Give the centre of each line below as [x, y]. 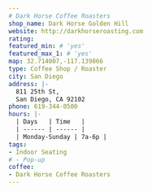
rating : [22, 39]
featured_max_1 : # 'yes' [50, 54]
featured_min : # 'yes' [47, 46]
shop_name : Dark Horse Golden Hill [69, 24]
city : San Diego [36, 76]
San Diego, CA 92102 [50, 99]
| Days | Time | [50, 122]
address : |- [28, 84]
